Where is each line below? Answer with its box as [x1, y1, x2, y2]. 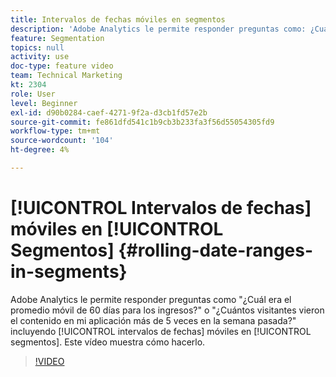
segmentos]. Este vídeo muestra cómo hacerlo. [10, 336, 206, 348]
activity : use [10, 52, 70, 62]
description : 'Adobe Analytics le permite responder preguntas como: [10, 24, 307, 34]
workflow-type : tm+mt [10, 126, 101, 136]
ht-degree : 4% [10, 145, 70, 155]
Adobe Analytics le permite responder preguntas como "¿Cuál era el [10, 293, 292, 305]
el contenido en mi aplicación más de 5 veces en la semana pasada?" [10, 314, 297, 326]
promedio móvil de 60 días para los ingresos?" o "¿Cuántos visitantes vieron [10, 304, 325, 316]
